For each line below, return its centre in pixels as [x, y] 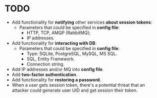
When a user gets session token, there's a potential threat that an [78, 85]
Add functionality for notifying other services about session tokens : [82, 22]
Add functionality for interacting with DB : [54, 43]
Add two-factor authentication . [45, 74]
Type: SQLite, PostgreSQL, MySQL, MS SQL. [72, 53]
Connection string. [46, 64]
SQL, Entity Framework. [51, 59]
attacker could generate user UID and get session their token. [75, 90]
